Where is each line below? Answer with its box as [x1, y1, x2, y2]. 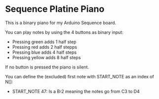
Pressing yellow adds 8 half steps [12, 54, 81, 60]
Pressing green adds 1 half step [12, 38, 77, 45]
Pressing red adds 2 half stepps [12, 44, 78, 50]
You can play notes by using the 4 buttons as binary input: [5, 29, 123, 35]
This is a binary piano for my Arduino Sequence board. [5, 20, 117, 26]
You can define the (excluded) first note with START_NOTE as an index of [5, 73, 154, 79]
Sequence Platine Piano [5, 3, 105, 15]
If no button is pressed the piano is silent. [5, 64, 89, 70]
